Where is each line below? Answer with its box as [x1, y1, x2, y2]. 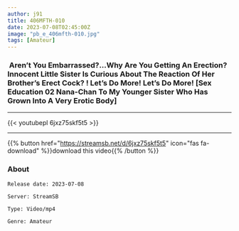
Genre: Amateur [7, 217, 53, 225]
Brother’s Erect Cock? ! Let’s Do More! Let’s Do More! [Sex [7, 78, 212, 88]
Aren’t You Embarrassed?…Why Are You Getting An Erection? [9, 60, 228, 70]
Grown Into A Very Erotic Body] [7, 96, 117, 106]
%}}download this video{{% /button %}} [41, 146, 159, 155]
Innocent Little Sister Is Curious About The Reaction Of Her [7, 69, 215, 79]
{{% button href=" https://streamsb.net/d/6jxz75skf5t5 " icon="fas [7, 139, 199, 148]
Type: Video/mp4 [7, 205, 55, 213]
